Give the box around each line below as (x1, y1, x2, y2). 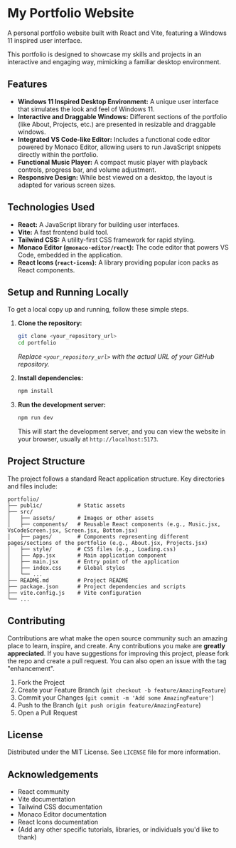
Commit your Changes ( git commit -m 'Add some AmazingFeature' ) (17, 693, 215, 702)
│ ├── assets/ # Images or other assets (7, 514, 154, 521)
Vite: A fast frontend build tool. (17, 228, 109, 236)
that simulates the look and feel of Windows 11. (17, 105, 155, 113)
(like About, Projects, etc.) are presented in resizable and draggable (17, 120, 216, 128)
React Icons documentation (17, 818, 99, 827)
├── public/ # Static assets (7, 501, 126, 509)
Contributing (7, 615, 65, 627)
